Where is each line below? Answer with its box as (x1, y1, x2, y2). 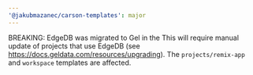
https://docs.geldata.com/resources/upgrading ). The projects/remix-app (8, 49, 246, 59)
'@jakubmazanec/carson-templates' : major (8, 11, 147, 20)
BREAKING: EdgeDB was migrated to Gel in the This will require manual (8, 33, 239, 42)
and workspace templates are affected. (8, 58, 132, 67)
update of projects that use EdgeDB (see (8, 41, 140, 51)
